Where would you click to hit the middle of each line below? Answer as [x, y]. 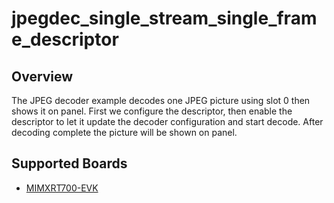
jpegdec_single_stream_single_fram [164, 18]
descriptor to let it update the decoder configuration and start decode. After [167, 121]
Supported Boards [69, 163]
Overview [42, 76]
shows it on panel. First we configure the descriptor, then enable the [152, 111]
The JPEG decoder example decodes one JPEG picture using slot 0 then [161, 100]
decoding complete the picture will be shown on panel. [124, 132]
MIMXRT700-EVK [62, 188]
